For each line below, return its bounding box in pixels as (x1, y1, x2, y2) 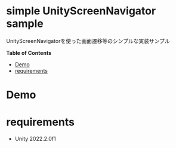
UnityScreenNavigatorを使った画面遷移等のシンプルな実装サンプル (6, 37, 170, 44)
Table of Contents (6, 49, 52, 56)
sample (6, 17, 44, 30)
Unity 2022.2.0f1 (14, 135, 56, 143)
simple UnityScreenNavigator (6, 4, 156, 18)
